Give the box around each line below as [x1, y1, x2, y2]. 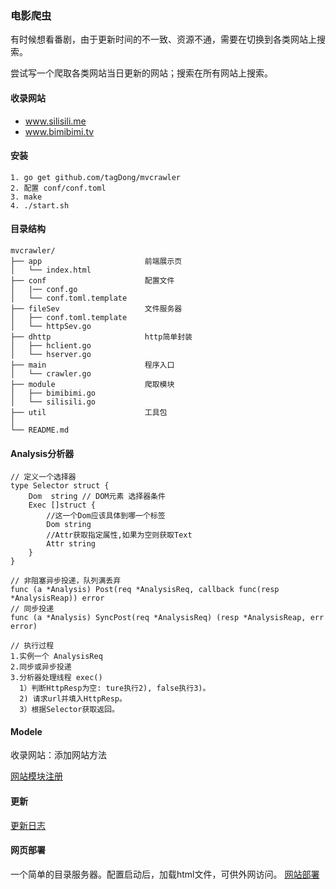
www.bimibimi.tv [24, 125, 95, 137]
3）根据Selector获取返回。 [19, 705, 120, 715]
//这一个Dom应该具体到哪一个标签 [46, 511, 166, 521]
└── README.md [10, 425, 70, 435]
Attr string [46, 539, 97, 549]
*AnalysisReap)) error [10, 593, 105, 604]
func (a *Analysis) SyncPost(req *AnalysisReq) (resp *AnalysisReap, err [10, 613, 325, 623]
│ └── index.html [10, 265, 92, 275]
